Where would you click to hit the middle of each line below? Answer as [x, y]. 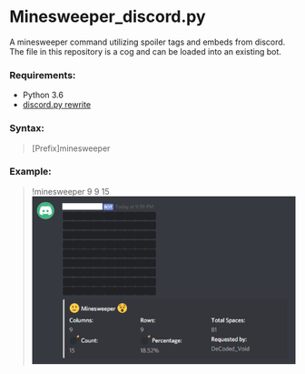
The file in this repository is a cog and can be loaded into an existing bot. [145, 51]
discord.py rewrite [57, 105]
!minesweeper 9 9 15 [71, 191]
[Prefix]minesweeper [71, 148]
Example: [30, 172]
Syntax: [27, 128]
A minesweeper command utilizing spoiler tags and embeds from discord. [148, 42]
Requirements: [43, 75]
